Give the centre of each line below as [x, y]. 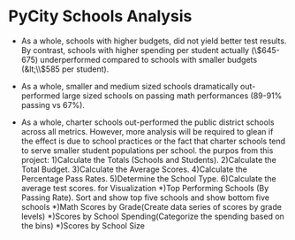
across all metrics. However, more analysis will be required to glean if [147, 131]
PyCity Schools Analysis [100, 16]
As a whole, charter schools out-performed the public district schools [147, 122]
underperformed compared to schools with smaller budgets [149, 59]
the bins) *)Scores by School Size [83, 225]
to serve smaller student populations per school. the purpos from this [147, 150]
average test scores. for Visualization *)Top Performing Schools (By [145, 188]
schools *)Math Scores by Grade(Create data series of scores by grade [151, 206]
